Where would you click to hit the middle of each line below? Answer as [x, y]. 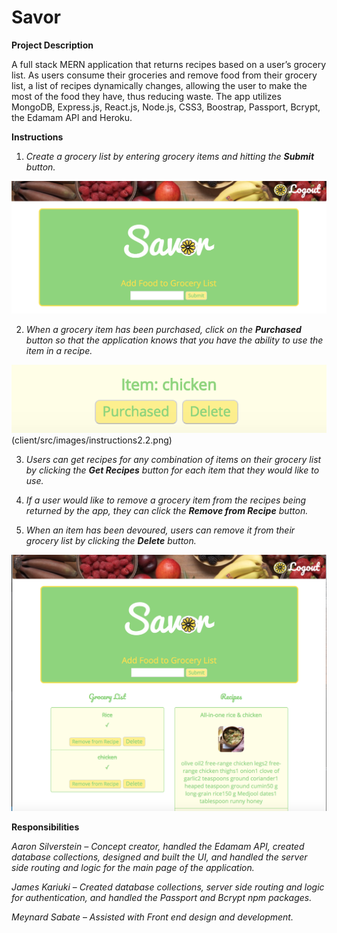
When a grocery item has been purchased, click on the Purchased [163, 330]
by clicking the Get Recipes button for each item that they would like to [172, 470]
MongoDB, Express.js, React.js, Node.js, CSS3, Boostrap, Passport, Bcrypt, [166, 107]
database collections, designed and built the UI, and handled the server [159, 857]
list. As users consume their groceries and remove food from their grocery [164, 75]
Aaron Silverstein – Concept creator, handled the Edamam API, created [158, 846]
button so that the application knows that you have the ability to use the [174, 340]
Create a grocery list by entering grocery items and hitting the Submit [170, 156]
